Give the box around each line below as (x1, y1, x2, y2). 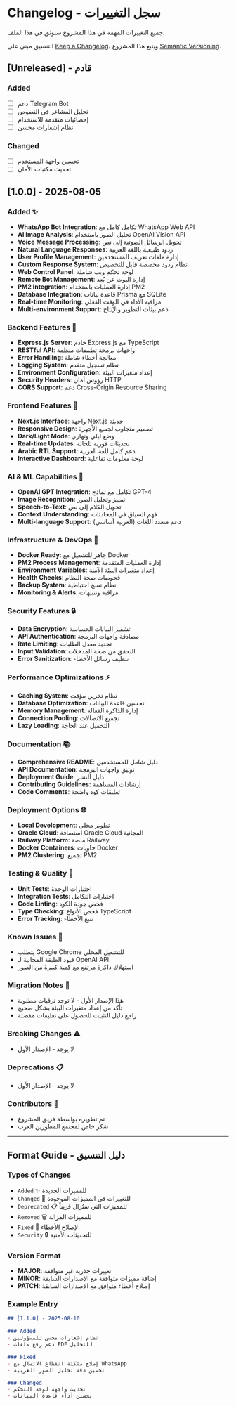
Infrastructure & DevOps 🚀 (7, 535, 99, 545)
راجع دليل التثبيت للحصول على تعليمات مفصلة (17, 1011, 137, 1020)
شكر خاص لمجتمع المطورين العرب (17, 1122, 109, 1131)
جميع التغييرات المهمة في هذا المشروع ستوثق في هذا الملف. (7, 28, 165, 37)
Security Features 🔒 (7, 606, 76, 616)
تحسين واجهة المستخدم (17, 157, 79, 166)
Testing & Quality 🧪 (7, 868, 74, 878)
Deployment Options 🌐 (7, 805, 87, 814)
